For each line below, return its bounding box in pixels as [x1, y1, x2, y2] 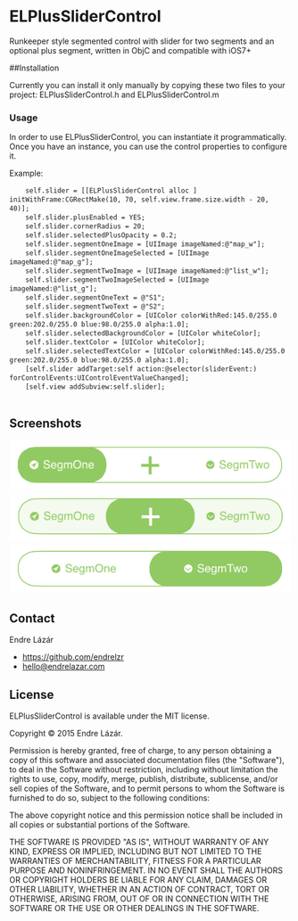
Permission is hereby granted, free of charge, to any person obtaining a [9, 744, 272, 755]
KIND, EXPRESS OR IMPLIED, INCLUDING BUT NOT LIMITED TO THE [9, 845, 262, 857]
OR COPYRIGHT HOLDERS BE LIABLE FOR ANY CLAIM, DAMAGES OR [9, 874, 268, 884]
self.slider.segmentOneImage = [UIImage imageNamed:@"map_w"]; [25, 240, 266, 249]
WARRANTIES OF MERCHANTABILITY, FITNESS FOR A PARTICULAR [9, 855, 261, 866]
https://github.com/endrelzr [21, 652, 125, 662]
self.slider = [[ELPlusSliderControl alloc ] [25, 186, 198, 195]
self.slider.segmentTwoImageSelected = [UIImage [25, 275, 210, 284]
